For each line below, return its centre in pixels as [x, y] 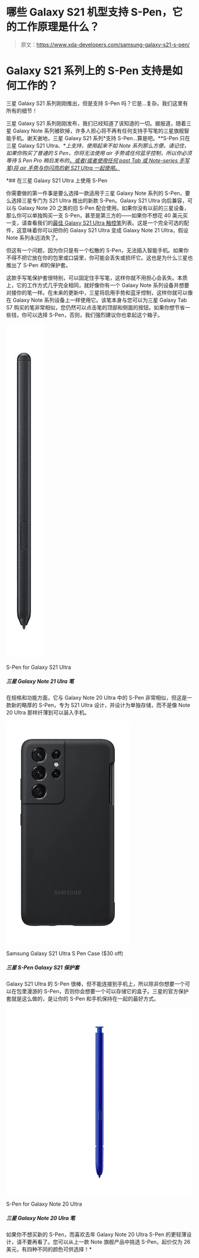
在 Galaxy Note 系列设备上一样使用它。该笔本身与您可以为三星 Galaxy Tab [97, 300]
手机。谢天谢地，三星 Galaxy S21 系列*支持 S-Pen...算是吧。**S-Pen [95, 138]
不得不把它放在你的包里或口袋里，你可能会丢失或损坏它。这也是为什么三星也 [99, 257]
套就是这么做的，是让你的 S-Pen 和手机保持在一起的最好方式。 [83, 998]
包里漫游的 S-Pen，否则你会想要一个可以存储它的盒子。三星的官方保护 [102, 991]
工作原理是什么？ [58, 27]
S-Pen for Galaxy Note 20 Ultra [44, 1204]
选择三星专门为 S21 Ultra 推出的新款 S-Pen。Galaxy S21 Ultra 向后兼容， [99, 200]
